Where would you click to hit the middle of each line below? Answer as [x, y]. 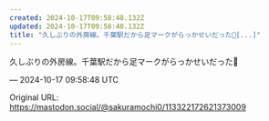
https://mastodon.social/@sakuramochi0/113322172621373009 [128, 107]
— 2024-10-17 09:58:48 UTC [64, 80]
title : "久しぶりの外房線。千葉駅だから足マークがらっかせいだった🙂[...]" [135, 35]
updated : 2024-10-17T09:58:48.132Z [77, 26]
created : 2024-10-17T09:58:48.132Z [77, 18]
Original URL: [34, 97]
